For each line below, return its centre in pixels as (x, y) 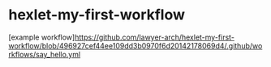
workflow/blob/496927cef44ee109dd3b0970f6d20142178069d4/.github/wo (135, 45)
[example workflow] (42, 37)
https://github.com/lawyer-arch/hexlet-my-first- (155, 37)
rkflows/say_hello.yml (45, 54)
